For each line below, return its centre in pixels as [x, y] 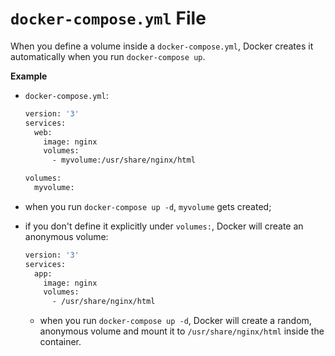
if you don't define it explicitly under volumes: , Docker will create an [164, 226]
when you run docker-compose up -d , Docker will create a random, [175, 321]
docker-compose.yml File [108, 18]
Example [29, 76]
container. [60, 342]
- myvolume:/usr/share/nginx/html [123, 160]
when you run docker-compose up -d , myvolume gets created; [148, 206]
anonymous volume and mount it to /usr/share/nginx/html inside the [182, 331]
